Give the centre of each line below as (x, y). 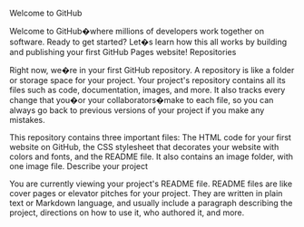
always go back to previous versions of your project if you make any (137, 110)
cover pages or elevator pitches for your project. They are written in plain (146, 193)
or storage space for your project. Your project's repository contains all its (147, 80)
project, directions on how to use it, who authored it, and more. (127, 213)
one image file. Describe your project (78, 166)
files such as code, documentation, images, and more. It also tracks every (147, 90)
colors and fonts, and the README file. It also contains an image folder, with (151, 156)
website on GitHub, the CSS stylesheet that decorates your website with (144, 147)
